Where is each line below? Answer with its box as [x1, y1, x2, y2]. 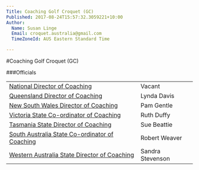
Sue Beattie [140, 120, 173, 129]
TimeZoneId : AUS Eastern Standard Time [11, 36, 110, 42]
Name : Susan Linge [11, 25, 57, 31]
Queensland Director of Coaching [9, 92, 102, 100]
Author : [6, 19, 25, 25]
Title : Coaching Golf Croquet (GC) [6, 8, 94, 15]
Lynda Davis [140, 92, 175, 100]
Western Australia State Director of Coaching [9, 151, 134, 159]
